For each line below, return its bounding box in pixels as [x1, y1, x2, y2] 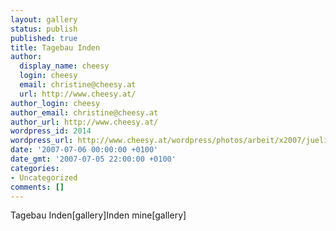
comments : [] [10, 182, 65, 192]
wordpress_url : [10, 136, 74, 146]
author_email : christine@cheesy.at [10, 107, 159, 118]
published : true [10, 33, 78, 43]
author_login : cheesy [10, 98, 101, 108]
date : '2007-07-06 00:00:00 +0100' [10, 145, 159, 155]
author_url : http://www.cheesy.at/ [10, 117, 159, 127]
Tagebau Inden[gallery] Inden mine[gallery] [10, 209, 187, 221]
